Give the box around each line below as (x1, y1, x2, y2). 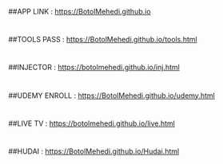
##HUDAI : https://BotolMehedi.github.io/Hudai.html (8, 146, 180, 156)
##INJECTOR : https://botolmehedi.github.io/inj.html (8, 63, 180, 72)
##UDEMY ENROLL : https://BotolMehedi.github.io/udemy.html (8, 91, 216, 100)
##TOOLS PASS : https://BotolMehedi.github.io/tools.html (8, 35, 197, 45)
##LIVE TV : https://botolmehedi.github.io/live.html (8, 119, 176, 128)
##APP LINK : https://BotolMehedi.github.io (8, 7, 151, 16)
